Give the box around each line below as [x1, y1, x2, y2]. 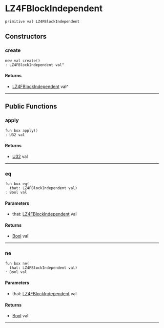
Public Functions [5, 102, 57, 110]
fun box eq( [5, 181, 29, 186]
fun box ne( [5, 261, 29, 266]
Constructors [5, 32, 47, 41]
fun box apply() [5, 128, 38, 133]
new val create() [5, 58, 41, 63]
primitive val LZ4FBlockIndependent [5, 19, 80, 24]
